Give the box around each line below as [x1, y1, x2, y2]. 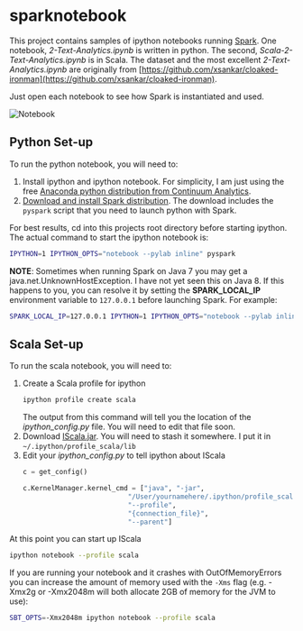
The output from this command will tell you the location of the [22, 412, 252, 423]
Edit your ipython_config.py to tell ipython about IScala [22, 450, 225, 461]
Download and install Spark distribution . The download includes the [22, 195, 274, 206]
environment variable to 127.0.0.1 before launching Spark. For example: [9, 294, 278, 305]
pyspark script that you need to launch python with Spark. [22, 205, 237, 215]
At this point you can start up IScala [9, 534, 142, 544]
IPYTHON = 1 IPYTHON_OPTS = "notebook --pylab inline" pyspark [9, 249, 236, 258]
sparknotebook [9, 5, 127, 26]
